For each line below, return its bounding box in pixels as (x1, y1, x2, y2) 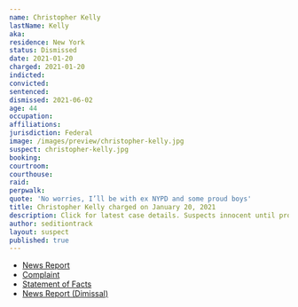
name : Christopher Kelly (9, 12, 101, 22)
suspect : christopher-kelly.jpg (9, 145, 129, 153)
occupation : (9, 112, 53, 121)
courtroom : (9, 161, 50, 170)
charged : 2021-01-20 (9, 63, 86, 72)
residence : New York (9, 37, 86, 47)
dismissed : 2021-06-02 (9, 95, 93, 105)
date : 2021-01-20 (9, 54, 74, 63)
